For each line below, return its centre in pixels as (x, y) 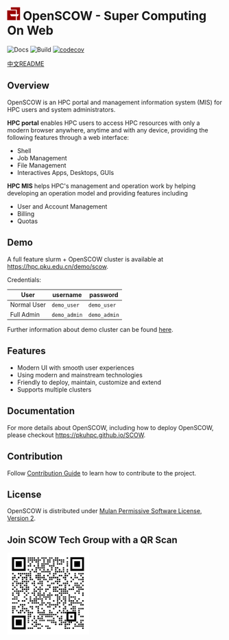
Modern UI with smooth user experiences (76, 368)
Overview (28, 86)
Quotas (27, 221)
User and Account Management (62, 206)
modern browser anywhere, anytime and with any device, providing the (108, 130)
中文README (26, 63)
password (104, 295)
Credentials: (24, 280)
